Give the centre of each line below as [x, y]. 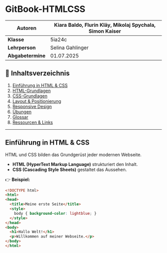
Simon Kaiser [105, 31]
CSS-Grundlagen [30, 96]
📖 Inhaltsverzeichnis [38, 73]
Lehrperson [22, 47]
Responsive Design [32, 106]
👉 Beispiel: [18, 179]
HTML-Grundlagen [32, 90]
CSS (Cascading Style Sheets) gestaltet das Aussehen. [70, 169]
